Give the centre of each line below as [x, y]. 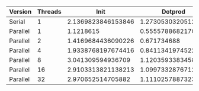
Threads [49, 12]
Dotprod [174, 12]
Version [20, 12]
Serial [17, 22]
